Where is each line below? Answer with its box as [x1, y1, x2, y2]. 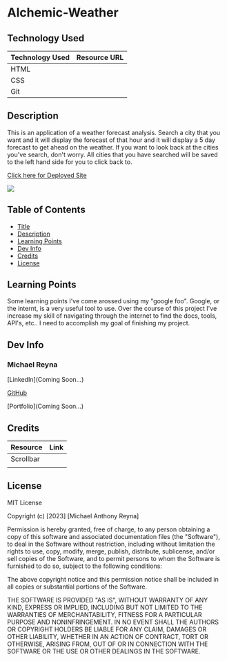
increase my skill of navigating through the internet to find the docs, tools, [7, 312, 217, 320]
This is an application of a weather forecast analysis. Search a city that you [7, 128, 221, 136]
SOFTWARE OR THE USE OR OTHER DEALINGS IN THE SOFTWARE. [7, 647, 201, 655]
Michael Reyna [7, 360, 58, 369]
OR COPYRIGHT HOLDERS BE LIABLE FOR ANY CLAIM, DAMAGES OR [7, 625, 207, 633]
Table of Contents [7, 204, 86, 216]
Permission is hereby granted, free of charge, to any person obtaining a [7, 525, 210, 533]
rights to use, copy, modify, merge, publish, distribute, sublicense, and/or [7, 547, 215, 556]
